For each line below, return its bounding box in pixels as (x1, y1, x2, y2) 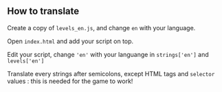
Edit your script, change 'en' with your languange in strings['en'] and (7, 50, 210, 58)
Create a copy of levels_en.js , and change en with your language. (7, 23, 196, 32)
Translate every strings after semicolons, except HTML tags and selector (7, 69, 215, 78)
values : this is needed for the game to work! (7, 77, 133, 85)
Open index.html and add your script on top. (7, 37, 134, 45)
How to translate (7, 5, 80, 17)
